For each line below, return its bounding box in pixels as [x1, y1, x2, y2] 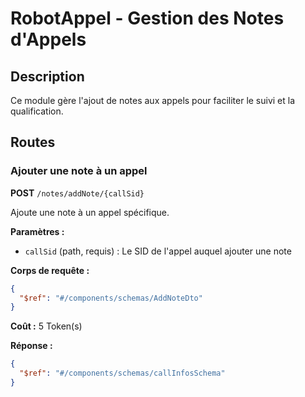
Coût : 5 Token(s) [10, 320, 83, 332]
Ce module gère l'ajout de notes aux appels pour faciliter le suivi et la [10, 95, 296, 106]
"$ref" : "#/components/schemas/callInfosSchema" [19, 368, 226, 379]
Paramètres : [10, 225, 65, 237]
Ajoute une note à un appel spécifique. [10, 206, 170, 218]
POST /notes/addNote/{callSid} [10, 187, 145, 199]
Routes [10, 134, 56, 151]
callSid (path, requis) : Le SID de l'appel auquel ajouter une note [24, 245, 292, 257]
